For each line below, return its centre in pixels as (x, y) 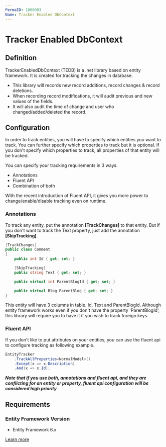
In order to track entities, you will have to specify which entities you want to (83, 140)
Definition (21, 58)
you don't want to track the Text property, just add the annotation (73, 230)
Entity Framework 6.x (34, 429)
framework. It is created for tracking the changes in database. (69, 75)
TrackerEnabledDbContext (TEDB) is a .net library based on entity (73, 70)
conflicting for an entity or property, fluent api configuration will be (77, 383)
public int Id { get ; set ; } (45, 259)
